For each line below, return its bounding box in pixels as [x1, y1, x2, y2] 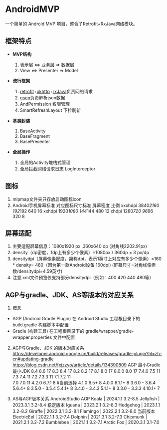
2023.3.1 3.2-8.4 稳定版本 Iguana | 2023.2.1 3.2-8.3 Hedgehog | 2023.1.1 [12, 402, 161, 408]
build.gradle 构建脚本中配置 [12, 322, 69, 328]
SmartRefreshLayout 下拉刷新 [19, 107, 81, 113]
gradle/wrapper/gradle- [85, 328, 134, 334]
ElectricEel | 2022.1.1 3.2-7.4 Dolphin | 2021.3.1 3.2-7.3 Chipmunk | [12, 414, 148, 420]
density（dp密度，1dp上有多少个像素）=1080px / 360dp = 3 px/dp [12, 250, 150, 256]
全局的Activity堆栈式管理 [19, 159, 71, 165]
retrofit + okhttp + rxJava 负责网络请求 [19, 88, 93, 94]
